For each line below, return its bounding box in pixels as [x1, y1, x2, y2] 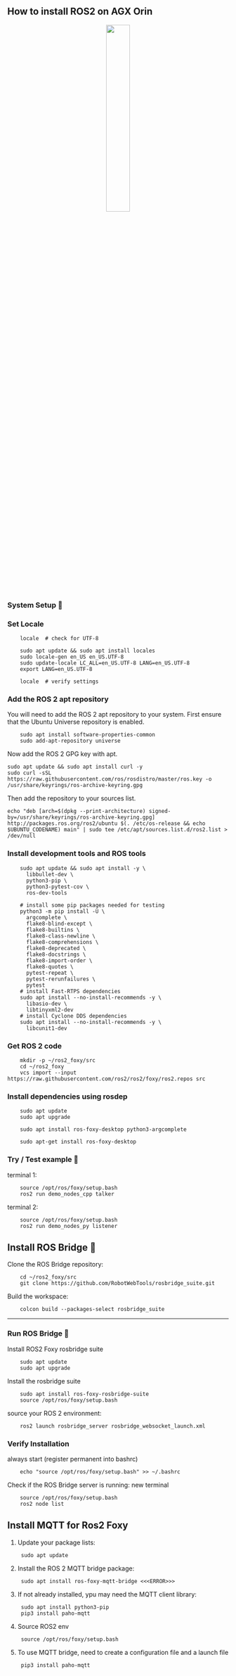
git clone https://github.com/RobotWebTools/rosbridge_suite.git [20, 1280, 216, 1287]
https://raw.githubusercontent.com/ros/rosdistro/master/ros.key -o [7, 776, 212, 783]
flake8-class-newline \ [25, 932, 96, 940]
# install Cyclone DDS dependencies [20, 1012, 128, 1019]
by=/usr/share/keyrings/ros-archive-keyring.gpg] [7, 814, 156, 821]
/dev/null [7, 833, 37, 840]
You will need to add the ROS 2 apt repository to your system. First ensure [7, 710, 222, 719]
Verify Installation [7, 1438, 70, 1448]
